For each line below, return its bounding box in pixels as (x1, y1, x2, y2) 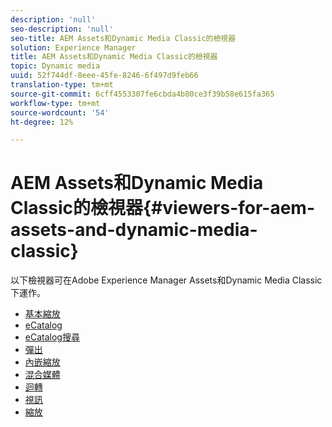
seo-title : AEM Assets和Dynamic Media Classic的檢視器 (10, 33, 237, 43)
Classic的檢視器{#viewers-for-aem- (10, 197, 316, 220)
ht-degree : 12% (10, 117, 74, 127)
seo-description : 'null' (10, 24, 114, 34)
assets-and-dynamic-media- (10, 219, 258, 241)
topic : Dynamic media (10, 61, 101, 71)
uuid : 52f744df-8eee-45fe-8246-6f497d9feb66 (10, 71, 199, 81)
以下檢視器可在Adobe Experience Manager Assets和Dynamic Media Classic (10, 274, 323, 286)
